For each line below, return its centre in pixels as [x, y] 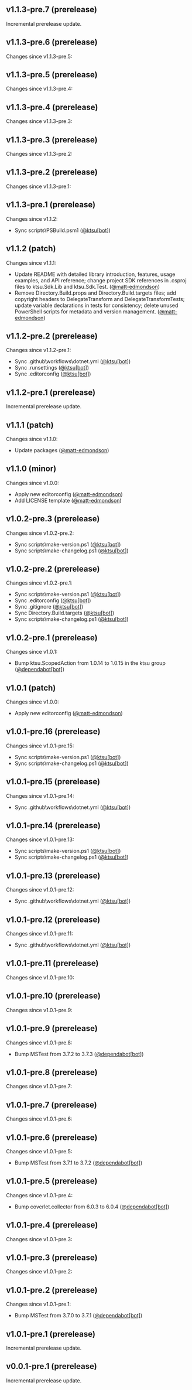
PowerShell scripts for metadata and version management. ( [87, 311]
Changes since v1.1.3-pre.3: [39, 121]
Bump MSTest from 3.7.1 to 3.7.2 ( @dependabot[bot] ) [78, 1163]
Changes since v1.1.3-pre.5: [39, 56]
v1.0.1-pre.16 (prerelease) [53, 732]
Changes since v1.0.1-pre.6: [39, 1119]
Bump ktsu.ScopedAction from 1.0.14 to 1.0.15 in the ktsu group [90, 663]
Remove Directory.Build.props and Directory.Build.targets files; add [95, 293]
